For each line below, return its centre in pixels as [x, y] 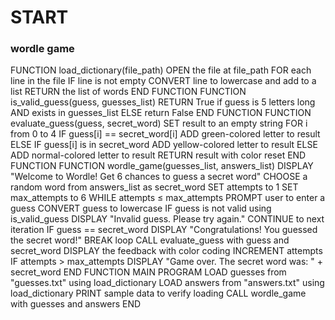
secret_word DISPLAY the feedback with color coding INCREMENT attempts [166, 251]
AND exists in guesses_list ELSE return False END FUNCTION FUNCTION [161, 113]
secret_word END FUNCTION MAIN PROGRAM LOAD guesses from [148, 272]
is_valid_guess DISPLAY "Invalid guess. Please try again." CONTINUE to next [167, 219]
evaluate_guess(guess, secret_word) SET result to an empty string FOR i [159, 123]
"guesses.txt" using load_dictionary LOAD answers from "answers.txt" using [167, 283]
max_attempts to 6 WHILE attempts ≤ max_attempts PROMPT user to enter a [168, 198]
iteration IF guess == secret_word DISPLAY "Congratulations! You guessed [164, 230]
